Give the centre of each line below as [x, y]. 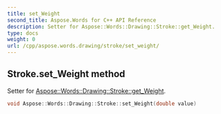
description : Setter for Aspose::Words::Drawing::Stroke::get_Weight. [111, 26]
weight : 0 [21, 40]
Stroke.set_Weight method [67, 74]
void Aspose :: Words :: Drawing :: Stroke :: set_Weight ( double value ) [102, 104]
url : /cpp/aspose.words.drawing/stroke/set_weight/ [83, 46]
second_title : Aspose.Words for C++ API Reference [82, 20]
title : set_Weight [34, 14]
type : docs [23, 33]
